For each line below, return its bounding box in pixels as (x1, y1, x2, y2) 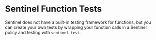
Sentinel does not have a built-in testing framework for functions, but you (5, 19, 152, 25)
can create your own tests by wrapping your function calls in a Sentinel (5, 24, 147, 30)
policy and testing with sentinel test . (5, 29, 81, 35)
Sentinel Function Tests (5, 3, 102, 14)
